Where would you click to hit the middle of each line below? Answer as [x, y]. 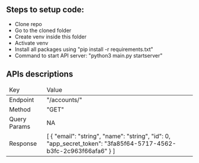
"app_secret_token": [75, 143]
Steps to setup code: [45, 10]
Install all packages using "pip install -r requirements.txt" [84, 49]
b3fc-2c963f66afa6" [77, 151]
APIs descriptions [40, 74]
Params [20, 126]
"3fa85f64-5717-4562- [140, 143]
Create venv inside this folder [51, 36]
